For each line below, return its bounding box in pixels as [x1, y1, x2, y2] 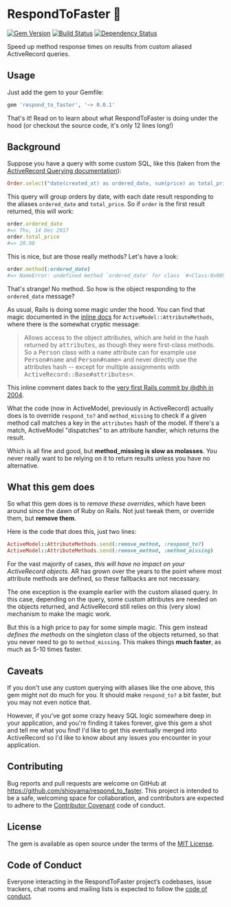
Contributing [7, 761, 63, 773]
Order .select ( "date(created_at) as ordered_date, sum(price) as [7, 180, 195, 187]
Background [7, 141, 60, 153]
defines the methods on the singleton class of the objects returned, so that [7, 630, 219, 639]
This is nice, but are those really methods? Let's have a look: [7, 252, 179, 261]
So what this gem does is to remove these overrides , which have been [7, 499, 206, 508]
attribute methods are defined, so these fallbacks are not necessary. [7, 575, 201, 583]
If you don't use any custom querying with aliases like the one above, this [7, 683, 215, 692]
